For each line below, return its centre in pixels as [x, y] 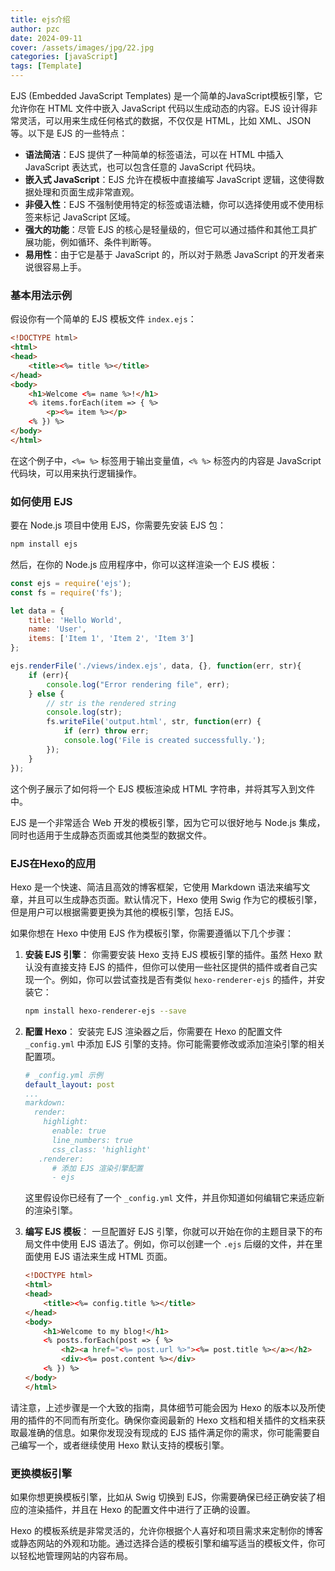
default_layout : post [69, 1084]
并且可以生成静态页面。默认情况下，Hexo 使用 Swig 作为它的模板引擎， [175, 899]
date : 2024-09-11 [46, 38]
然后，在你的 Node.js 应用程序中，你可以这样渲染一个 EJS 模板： [144, 564]
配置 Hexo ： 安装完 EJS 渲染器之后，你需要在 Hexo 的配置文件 [153, 1031]
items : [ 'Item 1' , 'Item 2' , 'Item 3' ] [111, 639]
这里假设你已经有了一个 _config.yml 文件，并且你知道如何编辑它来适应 [170, 1198]
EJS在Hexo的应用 [53, 863]
